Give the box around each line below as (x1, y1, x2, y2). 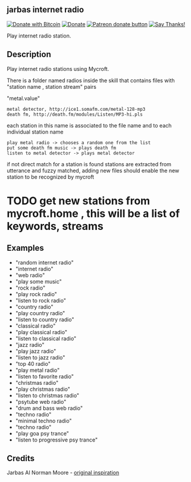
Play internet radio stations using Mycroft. (7, 65, 109, 72)
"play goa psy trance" (15, 430, 69, 437)
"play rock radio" (15, 290, 57, 297)
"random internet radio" (15, 259, 74, 266)
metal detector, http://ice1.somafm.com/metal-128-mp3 (7, 106, 146, 112)
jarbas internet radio (7, 5, 84, 15)
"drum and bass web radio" (15, 405, 83, 412)
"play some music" (15, 278, 62, 285)
